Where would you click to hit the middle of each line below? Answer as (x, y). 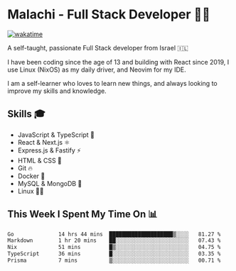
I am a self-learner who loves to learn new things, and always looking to (113, 83)
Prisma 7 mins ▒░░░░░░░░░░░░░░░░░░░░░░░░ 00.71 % (114, 261)
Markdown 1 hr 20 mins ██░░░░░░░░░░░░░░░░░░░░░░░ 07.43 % (114, 240)
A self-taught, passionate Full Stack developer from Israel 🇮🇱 (98, 48)
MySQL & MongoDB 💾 (50, 183)
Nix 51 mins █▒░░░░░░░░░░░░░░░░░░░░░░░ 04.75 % (114, 248)
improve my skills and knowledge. (57, 91)
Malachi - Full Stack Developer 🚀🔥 (109, 15)
